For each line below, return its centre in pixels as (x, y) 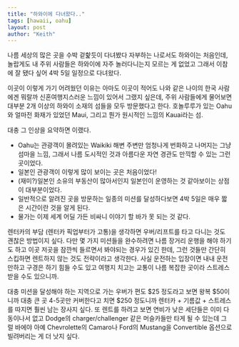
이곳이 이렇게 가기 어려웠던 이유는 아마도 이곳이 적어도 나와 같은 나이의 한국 (112, 88)
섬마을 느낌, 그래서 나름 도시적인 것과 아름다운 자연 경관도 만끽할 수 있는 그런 (124, 154)
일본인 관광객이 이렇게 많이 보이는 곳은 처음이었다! (87, 172)
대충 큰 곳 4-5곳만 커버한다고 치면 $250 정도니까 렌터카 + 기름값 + (113, 301)
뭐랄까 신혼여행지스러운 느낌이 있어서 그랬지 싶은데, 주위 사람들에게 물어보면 (126, 97)
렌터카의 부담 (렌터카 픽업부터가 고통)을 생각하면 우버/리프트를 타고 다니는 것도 (117, 232)
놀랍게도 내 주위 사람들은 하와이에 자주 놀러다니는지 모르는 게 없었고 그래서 (111, 64)
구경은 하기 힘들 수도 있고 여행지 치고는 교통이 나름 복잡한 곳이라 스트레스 (128, 268)
